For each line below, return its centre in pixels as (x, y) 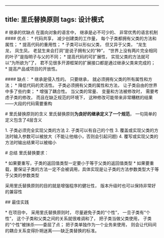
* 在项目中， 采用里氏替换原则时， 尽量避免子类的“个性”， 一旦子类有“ (76, 212)
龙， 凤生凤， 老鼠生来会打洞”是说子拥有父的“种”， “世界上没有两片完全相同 (81, 50)
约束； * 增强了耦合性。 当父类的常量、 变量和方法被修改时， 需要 (88, 91)
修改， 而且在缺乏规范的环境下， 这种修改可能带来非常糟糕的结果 (87, 97)
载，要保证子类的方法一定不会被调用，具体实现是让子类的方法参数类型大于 (80, 169)
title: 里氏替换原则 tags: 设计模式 (54, 20)
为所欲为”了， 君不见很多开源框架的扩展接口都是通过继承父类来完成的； (83, 63)
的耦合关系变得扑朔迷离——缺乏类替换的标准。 (52, 230)
